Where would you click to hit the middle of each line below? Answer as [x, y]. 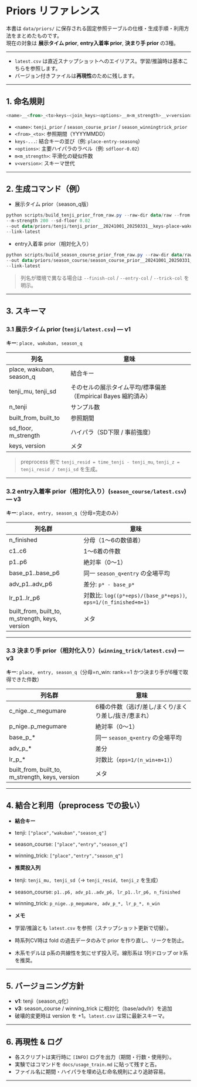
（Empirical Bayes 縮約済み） [111, 396]
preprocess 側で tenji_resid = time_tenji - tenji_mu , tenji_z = [100, 462]
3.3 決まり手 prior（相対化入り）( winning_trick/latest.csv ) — [95, 651]
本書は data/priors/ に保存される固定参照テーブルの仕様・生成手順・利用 [95, 28]
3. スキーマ [26, 311]
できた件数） [26, 679]
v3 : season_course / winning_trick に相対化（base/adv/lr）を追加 [94, 1009]
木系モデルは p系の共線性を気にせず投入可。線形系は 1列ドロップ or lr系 [101, 953]
